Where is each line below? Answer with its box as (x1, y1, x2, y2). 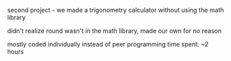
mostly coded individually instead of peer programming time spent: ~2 (7, 40, 209, 48)
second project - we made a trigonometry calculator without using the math (7, 6, 225, 14)
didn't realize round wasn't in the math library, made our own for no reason (7, 27, 222, 35)
